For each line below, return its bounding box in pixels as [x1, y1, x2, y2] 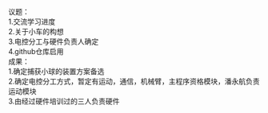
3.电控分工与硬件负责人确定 [8, 37, 99, 46]
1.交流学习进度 [8, 17, 56, 26]
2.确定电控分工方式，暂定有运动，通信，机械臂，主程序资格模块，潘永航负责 [8, 76, 260, 86]
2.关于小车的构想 [8, 27, 64, 36]
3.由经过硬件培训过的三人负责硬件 [8, 96, 120, 106]
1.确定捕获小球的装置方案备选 [8, 67, 105, 76]
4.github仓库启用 [8, 47, 64, 56]
